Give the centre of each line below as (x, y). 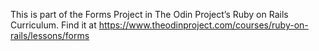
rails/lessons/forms (50, 35)
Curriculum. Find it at (53, 25)
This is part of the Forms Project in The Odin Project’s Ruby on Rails (149, 14)
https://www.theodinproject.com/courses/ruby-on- (203, 25)
